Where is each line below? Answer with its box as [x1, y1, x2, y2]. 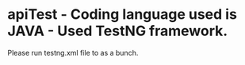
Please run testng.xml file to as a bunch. [7, 48, 139, 57]
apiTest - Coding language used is [7, 5, 237, 23]
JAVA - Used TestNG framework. [7, 22, 228, 40]
